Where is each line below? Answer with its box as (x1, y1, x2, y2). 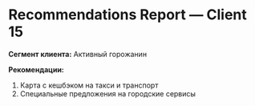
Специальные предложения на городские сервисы (19, 88, 196, 98)
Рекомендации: (8, 64, 64, 74)
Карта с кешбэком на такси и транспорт (19, 80, 159, 90)
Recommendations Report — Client (8, 6, 247, 24)
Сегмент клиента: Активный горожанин (8, 49, 147, 59)
